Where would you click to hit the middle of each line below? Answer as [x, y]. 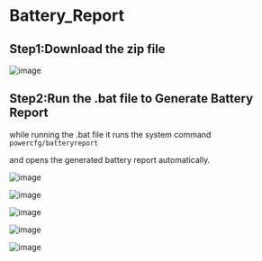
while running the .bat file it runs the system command [110, 134]
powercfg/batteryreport [54, 143]
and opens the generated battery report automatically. [110, 159]
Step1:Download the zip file [87, 49]
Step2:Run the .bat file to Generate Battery [131, 99]
